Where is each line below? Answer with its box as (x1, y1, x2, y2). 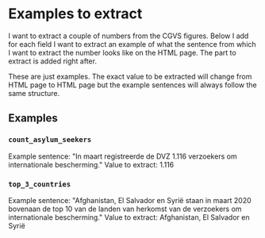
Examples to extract (8, 5, 143, 23)
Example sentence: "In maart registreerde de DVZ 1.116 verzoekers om (8, 152, 237, 161)
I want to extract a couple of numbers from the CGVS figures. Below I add (8, 31, 249, 40)
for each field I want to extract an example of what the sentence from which (8, 39, 256, 48)
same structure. (8, 88, 60, 98)
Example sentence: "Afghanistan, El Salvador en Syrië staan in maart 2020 (8, 195, 252, 205)
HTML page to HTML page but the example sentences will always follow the (8, 80, 257, 90)
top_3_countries (8, 179, 71, 189)
